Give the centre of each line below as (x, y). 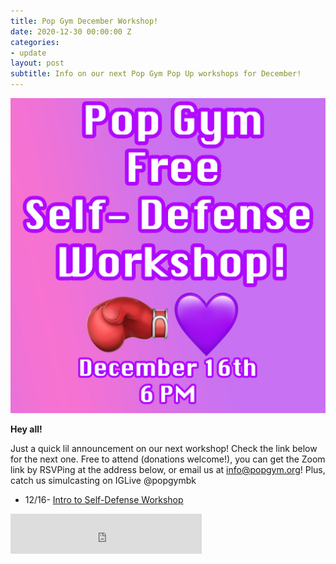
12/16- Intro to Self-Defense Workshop (104, 499)
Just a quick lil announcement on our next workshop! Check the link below (164, 448)
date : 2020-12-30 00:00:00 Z (71, 31)
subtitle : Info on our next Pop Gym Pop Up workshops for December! (156, 74)
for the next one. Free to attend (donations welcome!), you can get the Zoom (168, 459)
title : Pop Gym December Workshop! (84, 21)
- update (28, 53)
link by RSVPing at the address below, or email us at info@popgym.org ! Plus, (168, 469)
